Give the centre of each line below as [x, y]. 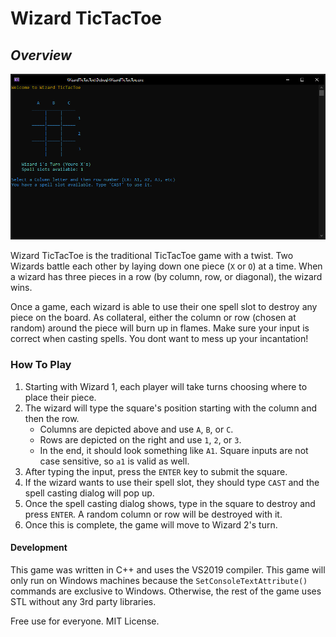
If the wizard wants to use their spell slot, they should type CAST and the [172, 482]
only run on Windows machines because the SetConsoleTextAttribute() [159, 580]
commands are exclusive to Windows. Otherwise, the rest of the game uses [166, 591]
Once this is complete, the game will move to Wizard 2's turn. [151, 524]
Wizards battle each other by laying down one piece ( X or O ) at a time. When [166, 266]
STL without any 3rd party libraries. [83, 601]
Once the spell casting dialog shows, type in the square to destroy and [170, 503]
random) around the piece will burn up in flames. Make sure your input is [160, 328]
